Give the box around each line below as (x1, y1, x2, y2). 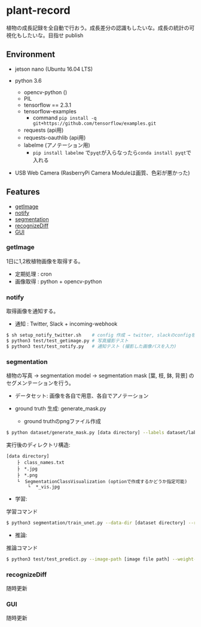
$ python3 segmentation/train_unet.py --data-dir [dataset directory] (6, 520, 186, 526)
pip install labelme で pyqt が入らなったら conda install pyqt (32, 149, 187, 156)
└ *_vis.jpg (28, 484, 60, 490)
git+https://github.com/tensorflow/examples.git (32, 120, 157, 126)
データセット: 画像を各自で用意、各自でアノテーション (14, 392, 149, 399)
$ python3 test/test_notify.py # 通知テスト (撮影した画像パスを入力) (6, 343, 177, 349)
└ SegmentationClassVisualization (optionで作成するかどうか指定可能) (17, 478, 187, 484)
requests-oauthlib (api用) (23, 134, 86, 141)
